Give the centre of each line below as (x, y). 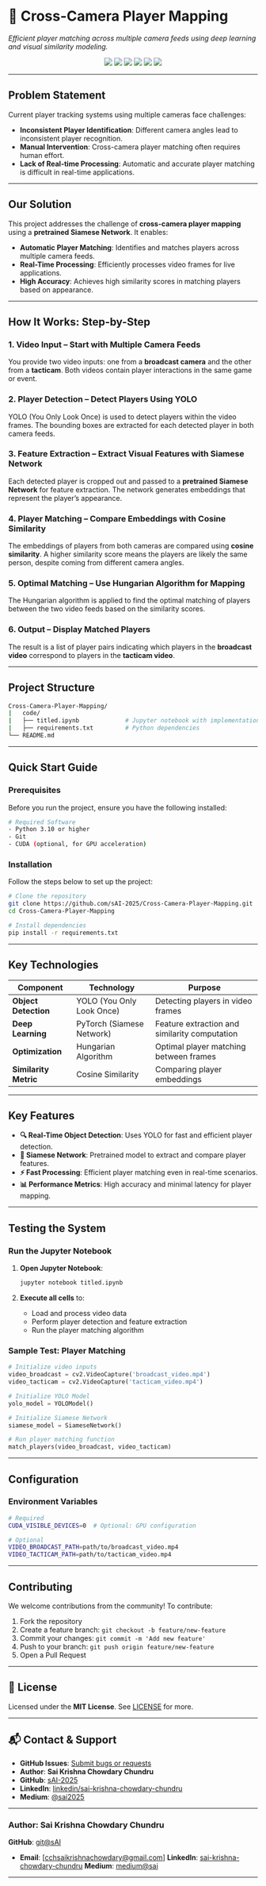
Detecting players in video (204, 1001)
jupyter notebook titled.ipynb (71, 1283)
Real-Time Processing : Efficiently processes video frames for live (127, 264)
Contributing (40, 1587)
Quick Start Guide (53, 768)
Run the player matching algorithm (87, 1330)
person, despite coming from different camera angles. (96, 563)
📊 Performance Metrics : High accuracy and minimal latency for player (135, 1184)
